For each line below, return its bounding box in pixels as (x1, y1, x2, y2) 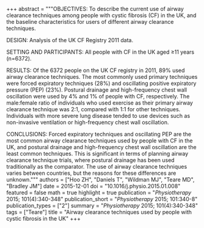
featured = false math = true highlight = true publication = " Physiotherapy (6, 189, 192, 196)
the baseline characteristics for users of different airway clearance (6, 18, 174, 25)
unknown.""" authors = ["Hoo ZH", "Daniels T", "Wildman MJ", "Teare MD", (6, 176, 195, 183)
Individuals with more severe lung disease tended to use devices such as (6, 112, 191, 119)
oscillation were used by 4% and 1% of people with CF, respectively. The (6, 93, 190, 100)
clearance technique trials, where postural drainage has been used (6, 156, 175, 164)
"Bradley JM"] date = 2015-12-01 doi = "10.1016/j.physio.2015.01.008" (6, 183, 181, 189)
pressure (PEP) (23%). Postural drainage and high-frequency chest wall (6, 86, 188, 94)
